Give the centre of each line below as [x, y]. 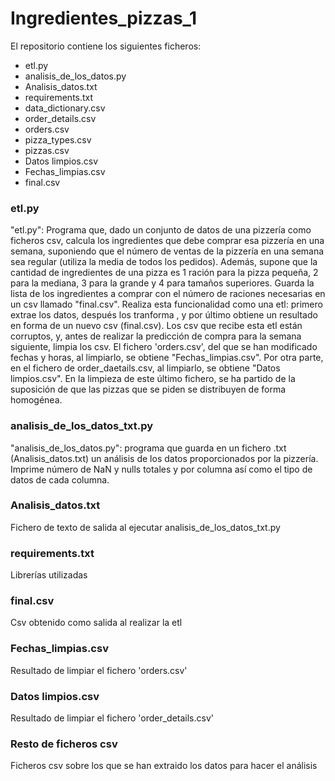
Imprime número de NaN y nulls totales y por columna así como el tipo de [161, 469]
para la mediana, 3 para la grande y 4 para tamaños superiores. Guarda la [162, 283]
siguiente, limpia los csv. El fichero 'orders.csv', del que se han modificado [164, 347]
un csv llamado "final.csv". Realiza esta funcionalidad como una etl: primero [166, 304]
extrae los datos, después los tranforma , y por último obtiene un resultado [164, 315]
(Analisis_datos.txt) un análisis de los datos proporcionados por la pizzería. [164, 458]
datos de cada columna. [60, 479]
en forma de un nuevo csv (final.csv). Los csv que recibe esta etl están [156, 326]
